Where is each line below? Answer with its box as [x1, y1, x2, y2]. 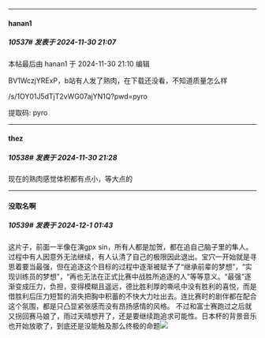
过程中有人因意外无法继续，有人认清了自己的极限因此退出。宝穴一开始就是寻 [8, 252, 257, 261]
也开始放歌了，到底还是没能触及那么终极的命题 [8, 321, 160, 330]
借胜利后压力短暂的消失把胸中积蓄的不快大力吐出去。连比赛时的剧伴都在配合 [8, 291, 257, 301]
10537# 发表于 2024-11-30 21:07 [8, 37, 117, 47]
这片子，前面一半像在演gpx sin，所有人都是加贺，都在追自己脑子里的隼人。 [8, 242, 253, 251]
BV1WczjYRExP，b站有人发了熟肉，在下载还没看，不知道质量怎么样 [8, 76, 228, 85]
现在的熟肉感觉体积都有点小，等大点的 [8, 175, 132, 184]
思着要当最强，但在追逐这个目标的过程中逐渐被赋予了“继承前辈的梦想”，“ [8, 261, 246, 271]
